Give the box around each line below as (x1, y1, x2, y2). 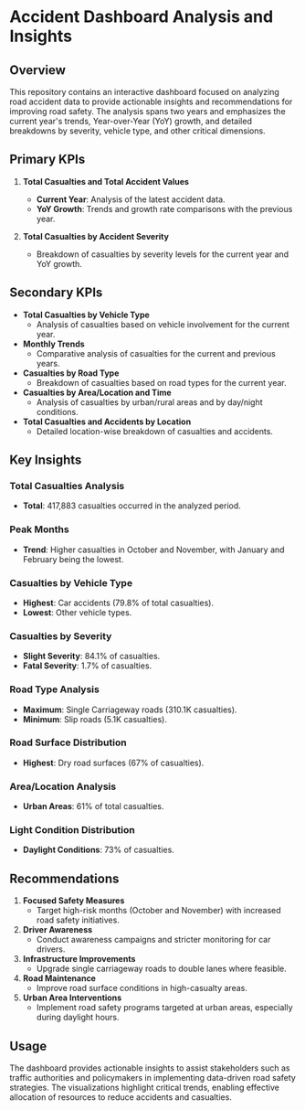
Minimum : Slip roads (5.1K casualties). (22, 713, 167, 724)
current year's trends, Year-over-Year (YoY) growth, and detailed (9, 116, 253, 126)
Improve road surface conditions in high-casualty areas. (36, 983, 248, 994)
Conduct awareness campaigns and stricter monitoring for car (36, 934, 271, 945)
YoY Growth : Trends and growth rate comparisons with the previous (36, 203, 293, 214)
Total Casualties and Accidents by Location (22, 416, 192, 427)
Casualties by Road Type (22, 368, 120, 379)
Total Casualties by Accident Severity (22, 230, 169, 241)
